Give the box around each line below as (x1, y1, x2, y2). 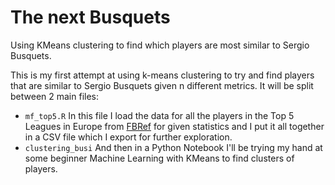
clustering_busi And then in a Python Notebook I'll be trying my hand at (24, 141, 323, 153)
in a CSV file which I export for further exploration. (24, 131, 233, 143)
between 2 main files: (10, 90, 100, 102)
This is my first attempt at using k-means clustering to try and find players (10, 69, 315, 81)
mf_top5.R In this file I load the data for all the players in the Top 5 (24, 109, 295, 121)
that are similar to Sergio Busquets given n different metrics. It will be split (10, 79, 314, 91)
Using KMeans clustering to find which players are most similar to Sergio (10, 39, 310, 51)
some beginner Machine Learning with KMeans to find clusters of (24, 152, 295, 164)
